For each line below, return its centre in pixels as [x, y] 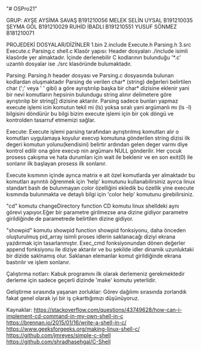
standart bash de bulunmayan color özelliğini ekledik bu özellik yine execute [100, 188]
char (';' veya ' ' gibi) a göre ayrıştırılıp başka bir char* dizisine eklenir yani [98, 88]
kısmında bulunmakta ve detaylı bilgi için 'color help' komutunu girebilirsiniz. [100, 194]
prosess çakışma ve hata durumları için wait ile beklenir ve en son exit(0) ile [100, 157]
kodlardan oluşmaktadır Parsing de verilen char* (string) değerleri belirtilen [99, 82]
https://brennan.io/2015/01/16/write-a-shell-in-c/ [67, 322]
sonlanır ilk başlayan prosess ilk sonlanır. [56, 163]
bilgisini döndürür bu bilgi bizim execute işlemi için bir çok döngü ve [90, 114]
